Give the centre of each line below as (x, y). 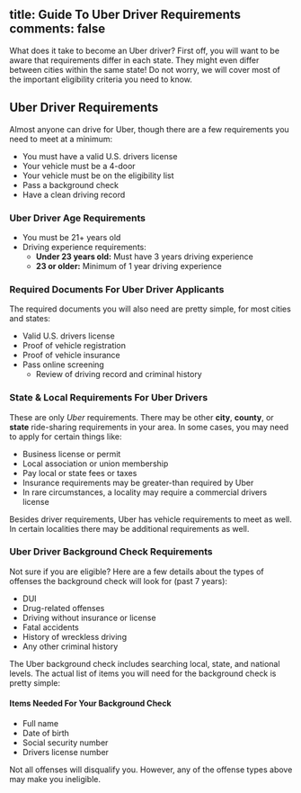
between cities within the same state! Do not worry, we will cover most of (145, 69)
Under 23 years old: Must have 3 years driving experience (144, 257)
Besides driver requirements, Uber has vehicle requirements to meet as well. (150, 519)
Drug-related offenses (63, 608)
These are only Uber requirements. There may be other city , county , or (142, 417)
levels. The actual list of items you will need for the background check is (143, 673)
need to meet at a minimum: (61, 139)
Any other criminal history (70, 646)
